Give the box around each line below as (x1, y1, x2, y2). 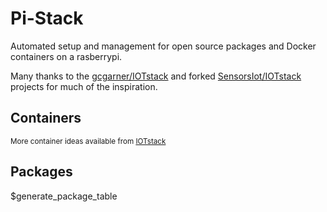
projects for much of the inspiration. (10, 80, 158, 92)
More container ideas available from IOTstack (10, 136, 167, 146)
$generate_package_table (10, 190, 118, 202)
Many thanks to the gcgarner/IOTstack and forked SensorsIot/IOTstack (10, 70, 302, 82)
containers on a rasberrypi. (10, 50, 123, 62)
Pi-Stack (10, 7, 84, 30)
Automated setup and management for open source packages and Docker (10, 40, 317, 52)
